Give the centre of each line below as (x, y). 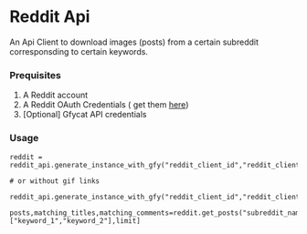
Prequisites (35, 75)
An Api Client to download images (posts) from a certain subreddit (134, 42)
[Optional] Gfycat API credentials (85, 115)
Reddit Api (50, 17)
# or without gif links (55, 181)
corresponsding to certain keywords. (79, 51)
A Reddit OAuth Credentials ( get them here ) (106, 105)
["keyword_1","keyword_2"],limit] (75, 220)
